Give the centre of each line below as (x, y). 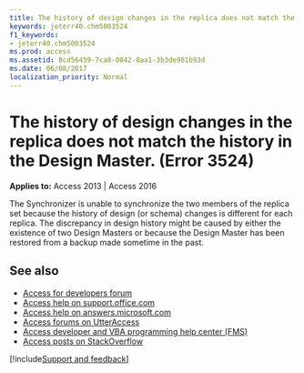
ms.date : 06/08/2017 (49, 69)
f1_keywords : (34, 35)
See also (34, 271)
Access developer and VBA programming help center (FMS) (135, 331)
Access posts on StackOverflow (83, 341)
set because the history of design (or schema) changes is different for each (151, 213)
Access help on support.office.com (89, 302)
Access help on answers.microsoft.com (96, 312)
